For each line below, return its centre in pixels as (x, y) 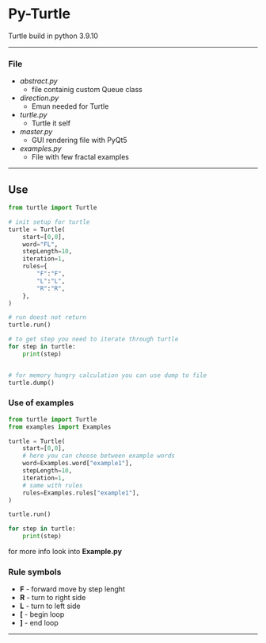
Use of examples (41, 403)
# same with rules (53, 485)
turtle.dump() (32, 383)
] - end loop (39, 623)
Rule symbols (35, 572)
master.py (36, 132)
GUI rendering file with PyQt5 (80, 141)
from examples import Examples (60, 427)
